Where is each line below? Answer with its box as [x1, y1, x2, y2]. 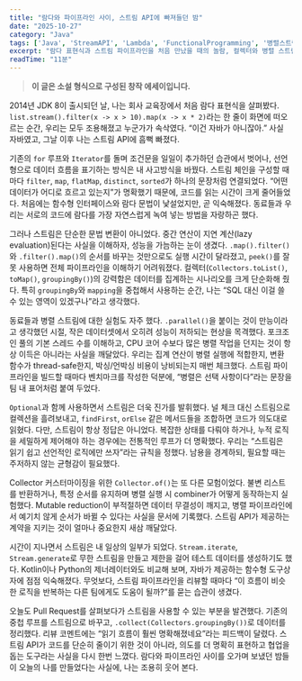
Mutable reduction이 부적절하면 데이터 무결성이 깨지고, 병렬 [35, 500, 247, 510]
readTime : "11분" [9, 55, 73, 64]
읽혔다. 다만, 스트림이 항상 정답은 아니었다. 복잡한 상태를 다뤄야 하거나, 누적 [9, 424, 272, 435]
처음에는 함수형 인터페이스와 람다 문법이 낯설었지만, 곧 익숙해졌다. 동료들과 [21, 198, 283, 208]
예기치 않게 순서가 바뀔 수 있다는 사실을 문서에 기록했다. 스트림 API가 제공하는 [18, 511, 290, 522]
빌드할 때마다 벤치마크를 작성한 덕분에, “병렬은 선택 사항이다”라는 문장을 [40, 371, 292, 382]
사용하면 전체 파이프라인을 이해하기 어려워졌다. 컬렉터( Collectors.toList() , [18, 262, 288, 273]
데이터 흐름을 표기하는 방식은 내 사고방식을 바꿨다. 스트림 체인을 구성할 [32, 164, 280, 175]
